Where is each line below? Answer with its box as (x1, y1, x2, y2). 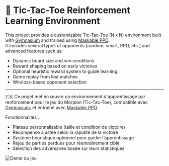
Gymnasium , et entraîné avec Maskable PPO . (5, 104, 99, 110)
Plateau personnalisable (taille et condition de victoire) (12, 124, 126, 130)
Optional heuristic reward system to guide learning (12, 68, 118, 74)
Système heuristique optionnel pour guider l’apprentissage (12, 134, 134, 140)
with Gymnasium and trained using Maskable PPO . (5, 37, 110, 43)
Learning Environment (5, 15, 100, 27)
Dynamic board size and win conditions (12, 57, 95, 63)
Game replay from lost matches (12, 73, 78, 79)
